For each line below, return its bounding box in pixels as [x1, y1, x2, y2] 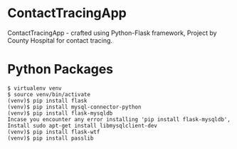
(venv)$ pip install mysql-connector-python [7, 103, 142, 111]
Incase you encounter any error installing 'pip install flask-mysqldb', [7, 115, 231, 123]
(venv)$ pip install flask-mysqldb [7, 109, 113, 117]
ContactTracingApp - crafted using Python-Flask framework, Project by [7, 29, 217, 37]
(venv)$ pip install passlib [7, 134, 94, 142]
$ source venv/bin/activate [7, 91, 91, 98]
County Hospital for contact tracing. [7, 36, 112, 44]
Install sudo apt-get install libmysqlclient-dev [7, 122, 158, 129]
